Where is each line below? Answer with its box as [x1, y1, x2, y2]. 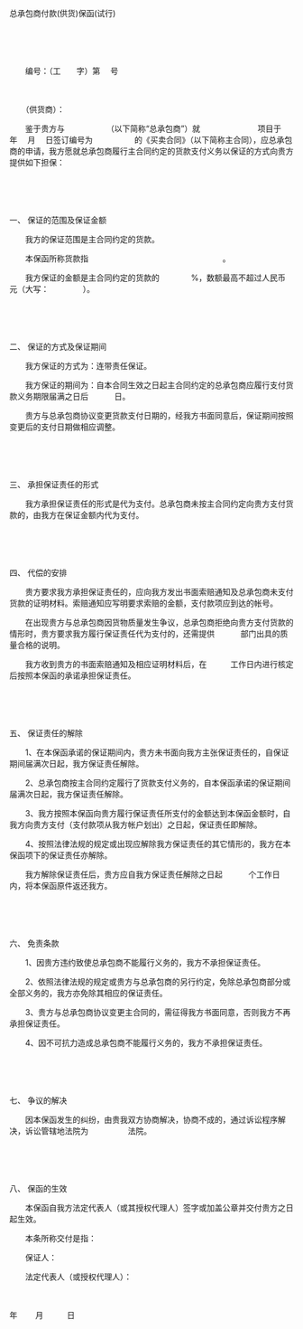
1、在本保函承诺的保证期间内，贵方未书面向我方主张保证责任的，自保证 [24, 747, 289, 758]
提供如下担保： [9, 157, 65, 167]
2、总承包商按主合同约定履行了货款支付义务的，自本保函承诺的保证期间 [24, 778, 291, 788]
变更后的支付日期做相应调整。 [9, 421, 120, 432]
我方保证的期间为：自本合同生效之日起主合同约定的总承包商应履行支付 [24, 380, 286, 391]
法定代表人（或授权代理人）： [24, 1271, 133, 1282]
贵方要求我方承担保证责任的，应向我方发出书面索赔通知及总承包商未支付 [24, 587, 294, 597]
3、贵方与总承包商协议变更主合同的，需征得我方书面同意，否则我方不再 [24, 1007, 291, 1017]
